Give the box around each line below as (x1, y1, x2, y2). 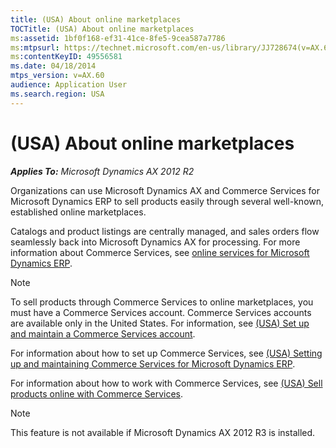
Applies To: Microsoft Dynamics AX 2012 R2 (10, 165, 195, 177)
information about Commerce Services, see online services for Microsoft (10, 246, 310, 258)
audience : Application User (10, 80, 128, 90)
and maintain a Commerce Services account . (10, 327, 196, 340)
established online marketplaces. (10, 206, 147, 218)
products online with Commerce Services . (10, 387, 184, 400)
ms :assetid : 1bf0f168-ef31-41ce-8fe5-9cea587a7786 (10, 33, 226, 43)
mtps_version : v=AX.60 (10, 71, 105, 81)
